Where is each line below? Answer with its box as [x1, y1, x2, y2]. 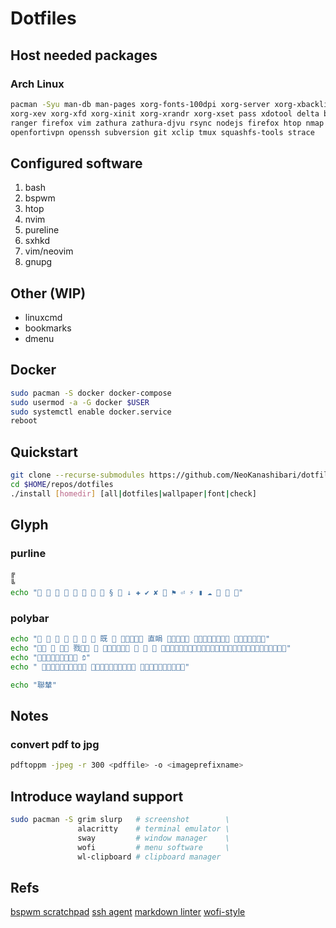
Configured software [10, 155, 143, 172]
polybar [10, 611, 50, 625]
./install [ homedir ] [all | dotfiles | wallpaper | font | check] [10, 488, 257, 499]
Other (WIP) [10, 285, 87, 302]
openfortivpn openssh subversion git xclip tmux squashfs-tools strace [10, 127, 315, 137]
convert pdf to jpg [10, 738, 100, 752]
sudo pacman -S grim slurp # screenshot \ [10, 815, 230, 825]
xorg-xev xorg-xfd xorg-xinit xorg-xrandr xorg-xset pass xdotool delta [10, 108, 320, 119]
